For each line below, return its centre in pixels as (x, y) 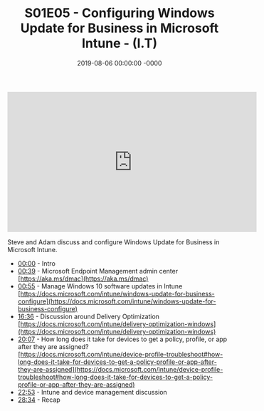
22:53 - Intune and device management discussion (92, 392)
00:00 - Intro (36, 263)
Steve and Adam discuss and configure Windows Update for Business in (113, 242)
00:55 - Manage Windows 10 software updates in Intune (100, 286)
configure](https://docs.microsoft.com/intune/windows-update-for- (117, 301)
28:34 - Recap (39, 400)
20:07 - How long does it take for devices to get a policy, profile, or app (122, 339)
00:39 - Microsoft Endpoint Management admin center (98, 271)
